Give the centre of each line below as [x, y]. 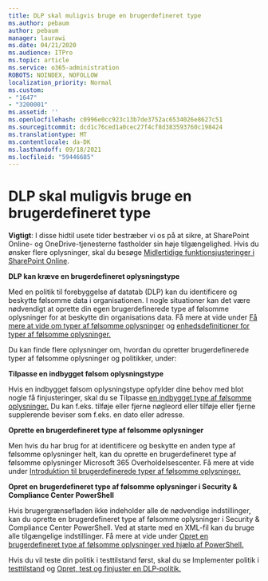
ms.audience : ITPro [41, 53]
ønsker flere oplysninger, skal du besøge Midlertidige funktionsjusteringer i [132, 253]
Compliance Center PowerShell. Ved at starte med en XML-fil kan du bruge [132, 527]
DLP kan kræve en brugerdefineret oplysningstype [94, 277]
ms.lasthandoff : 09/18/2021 [55, 149]
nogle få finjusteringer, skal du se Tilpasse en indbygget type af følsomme [130, 398]
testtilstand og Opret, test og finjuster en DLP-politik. [95, 569]
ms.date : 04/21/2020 [43, 46]
